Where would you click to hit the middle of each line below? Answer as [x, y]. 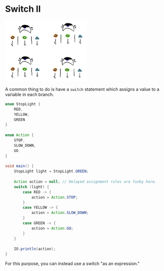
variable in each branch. [29, 94]
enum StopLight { [23, 104]
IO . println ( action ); [35, 249]
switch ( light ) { [32, 187]
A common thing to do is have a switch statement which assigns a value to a [82, 89]
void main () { [20, 166]
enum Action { [20, 135]
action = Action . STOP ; [55, 197]
